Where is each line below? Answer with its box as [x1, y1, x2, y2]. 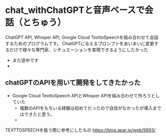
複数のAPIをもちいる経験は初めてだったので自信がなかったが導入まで [19, 105, 162, 111]
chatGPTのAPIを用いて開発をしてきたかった [5, 78, 141, 87]
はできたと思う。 [19, 111, 55, 117]
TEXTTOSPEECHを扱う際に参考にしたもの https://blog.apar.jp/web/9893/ [5, 127, 156, 133]
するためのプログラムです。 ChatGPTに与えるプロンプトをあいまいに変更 [5, 40, 155, 46]
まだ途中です [12, 57, 39, 63]
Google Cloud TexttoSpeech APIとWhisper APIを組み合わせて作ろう [12, 92, 151, 98]
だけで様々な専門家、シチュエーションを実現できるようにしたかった [9, 47, 149, 53]
